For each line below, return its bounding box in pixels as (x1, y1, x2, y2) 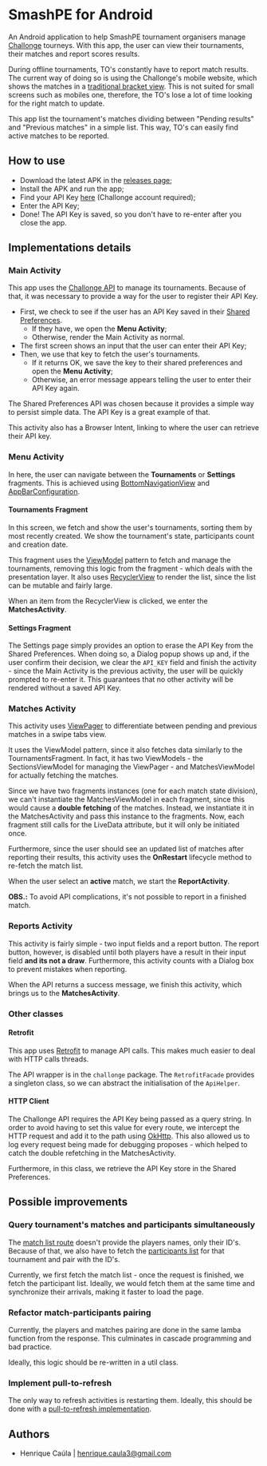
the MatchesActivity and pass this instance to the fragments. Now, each (8, 811, 245, 821)
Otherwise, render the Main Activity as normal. (31, 333, 185, 342)
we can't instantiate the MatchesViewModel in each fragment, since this (8, 795, 245, 804)
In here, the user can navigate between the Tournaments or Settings (8, 469, 236, 479)
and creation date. (8, 540, 69, 549)
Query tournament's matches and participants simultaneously (8, 1219, 256, 1230)
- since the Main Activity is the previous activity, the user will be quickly (8, 666, 244, 676)
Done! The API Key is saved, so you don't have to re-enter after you (19, 209, 241, 219)
